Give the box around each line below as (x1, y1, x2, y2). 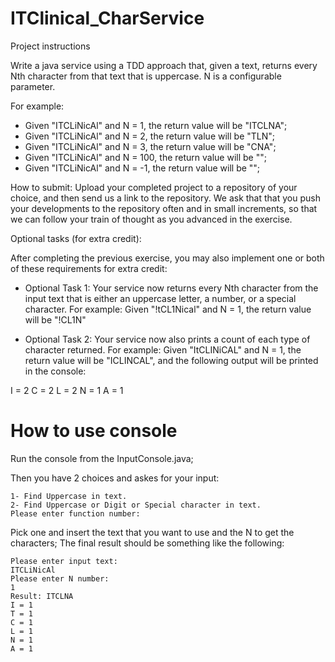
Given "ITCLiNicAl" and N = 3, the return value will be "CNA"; (24, 140, 277, 152)
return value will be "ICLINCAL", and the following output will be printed (24, 354, 319, 366)
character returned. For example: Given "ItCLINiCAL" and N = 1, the (24, 343, 302, 356)
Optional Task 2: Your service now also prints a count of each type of (24, 333, 311, 345)
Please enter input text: (10, 556, 118, 566)
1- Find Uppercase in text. (10, 491, 128, 501)
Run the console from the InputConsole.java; (10, 452, 194, 464)
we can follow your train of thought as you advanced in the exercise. (10, 213, 293, 225)
